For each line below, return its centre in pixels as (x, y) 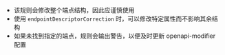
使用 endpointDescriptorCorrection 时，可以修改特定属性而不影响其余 (113, 19)
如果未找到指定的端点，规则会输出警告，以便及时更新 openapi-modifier (115, 36)
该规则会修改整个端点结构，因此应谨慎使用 (74, 10)
